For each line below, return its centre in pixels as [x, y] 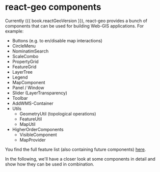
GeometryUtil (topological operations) [58, 114]
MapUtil [27, 124]
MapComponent [29, 82]
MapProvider [33, 140]
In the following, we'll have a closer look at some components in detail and [80, 159]
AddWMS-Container [33, 103]
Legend [20, 77]
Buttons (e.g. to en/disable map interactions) [57, 40]
